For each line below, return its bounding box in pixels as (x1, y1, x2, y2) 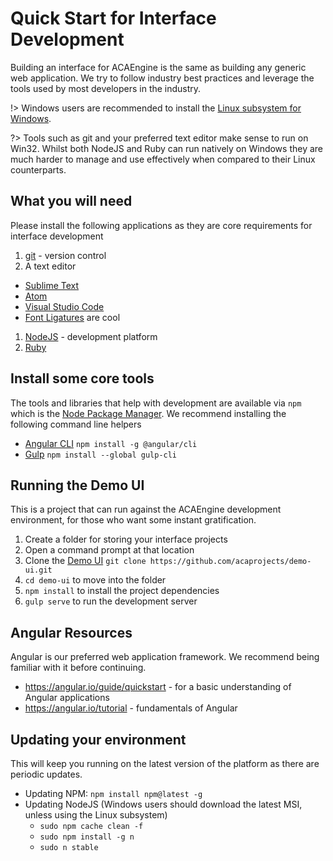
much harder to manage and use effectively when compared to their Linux (10, 153, 316, 165)
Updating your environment (10, 731, 187, 748)
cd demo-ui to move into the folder (24, 574, 167, 586)
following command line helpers (10, 418, 142, 430)
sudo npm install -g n (39, 832, 135, 842)
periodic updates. (10, 768, 83, 780)
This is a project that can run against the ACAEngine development (10, 503, 282, 516)
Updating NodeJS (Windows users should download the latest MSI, (24, 798, 303, 810)
